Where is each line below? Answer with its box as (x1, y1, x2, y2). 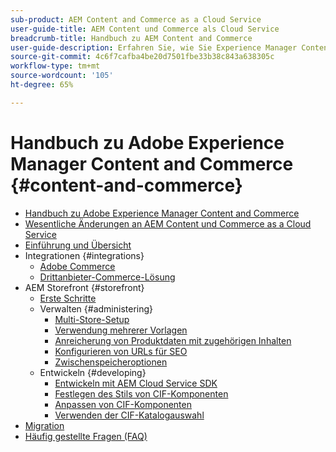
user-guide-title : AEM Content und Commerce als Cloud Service (10, 24, 280, 34)
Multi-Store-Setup (54, 313, 130, 325)
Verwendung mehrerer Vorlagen (54, 324, 188, 336)
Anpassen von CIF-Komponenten (54, 398, 192, 410)
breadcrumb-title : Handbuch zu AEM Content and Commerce (10, 33, 253, 43)
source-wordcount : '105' (10, 71, 114, 81)
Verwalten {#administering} (39, 302, 154, 315)
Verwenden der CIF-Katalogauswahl (54, 409, 205, 421)
